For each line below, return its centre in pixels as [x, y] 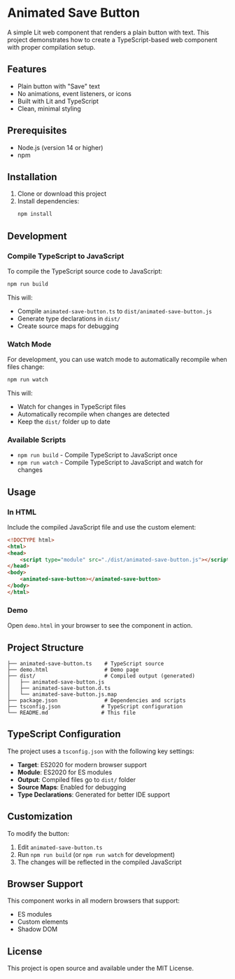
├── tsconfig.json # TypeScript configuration [95, 706]
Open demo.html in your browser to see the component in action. [100, 626]
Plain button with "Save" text [58, 86]
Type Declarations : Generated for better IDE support [93, 795]
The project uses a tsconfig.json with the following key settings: [101, 751]
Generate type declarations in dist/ [69, 318]
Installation [32, 177]
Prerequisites [37, 131]
